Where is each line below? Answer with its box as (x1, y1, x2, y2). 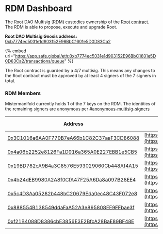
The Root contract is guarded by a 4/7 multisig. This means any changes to (5, 67, 155, 73)
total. (5, 78, 16, 84)
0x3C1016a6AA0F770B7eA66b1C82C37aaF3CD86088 (7, 135, 140, 142)
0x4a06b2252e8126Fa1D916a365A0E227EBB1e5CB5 (7, 148, 137, 155)
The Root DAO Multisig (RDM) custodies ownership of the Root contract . (5, 19, 149, 25)
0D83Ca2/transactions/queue (5, 58, 65, 64)
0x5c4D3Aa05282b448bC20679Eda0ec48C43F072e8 (7, 190, 137, 197)
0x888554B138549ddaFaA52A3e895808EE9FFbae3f (7, 204, 135, 211)
